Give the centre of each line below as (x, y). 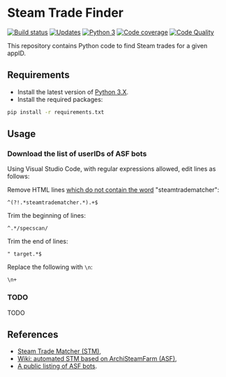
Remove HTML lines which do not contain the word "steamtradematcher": (113, 190)
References (33, 334)
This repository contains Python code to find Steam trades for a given (107, 45)
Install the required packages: (60, 99)
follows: (18, 177)
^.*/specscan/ (28, 228)
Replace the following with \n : (50, 267)
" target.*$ (24, 254)
